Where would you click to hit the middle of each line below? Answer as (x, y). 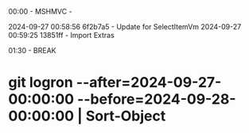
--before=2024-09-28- (156, 99)
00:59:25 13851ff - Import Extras (62, 35)
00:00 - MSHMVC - (41, 11)
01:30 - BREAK (33, 50)
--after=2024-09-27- (149, 83)
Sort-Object (126, 116)
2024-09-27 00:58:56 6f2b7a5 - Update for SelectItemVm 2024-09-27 (125, 27)
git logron (41, 83)
